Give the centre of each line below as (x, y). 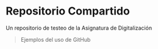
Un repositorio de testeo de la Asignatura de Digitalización (79, 28)
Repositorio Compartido (68, 11)
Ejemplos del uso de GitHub (56, 39)
